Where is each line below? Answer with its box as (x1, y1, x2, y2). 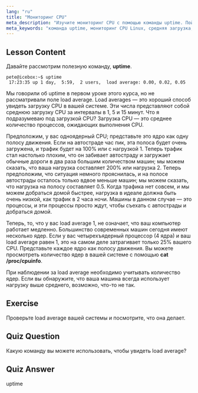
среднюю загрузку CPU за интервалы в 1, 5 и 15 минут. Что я (6, 109, 160, 116)
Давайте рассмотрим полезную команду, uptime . (6, 63, 132, 70)
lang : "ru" (6, 8, 33, 15)
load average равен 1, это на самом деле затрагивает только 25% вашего (6, 239, 192, 246)
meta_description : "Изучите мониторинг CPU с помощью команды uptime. (6, 20, 183, 25)
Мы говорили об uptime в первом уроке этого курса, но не (6, 90, 155, 97)
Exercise (6, 298, 39, 308)
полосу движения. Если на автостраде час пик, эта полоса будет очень (6, 139, 187, 146)
